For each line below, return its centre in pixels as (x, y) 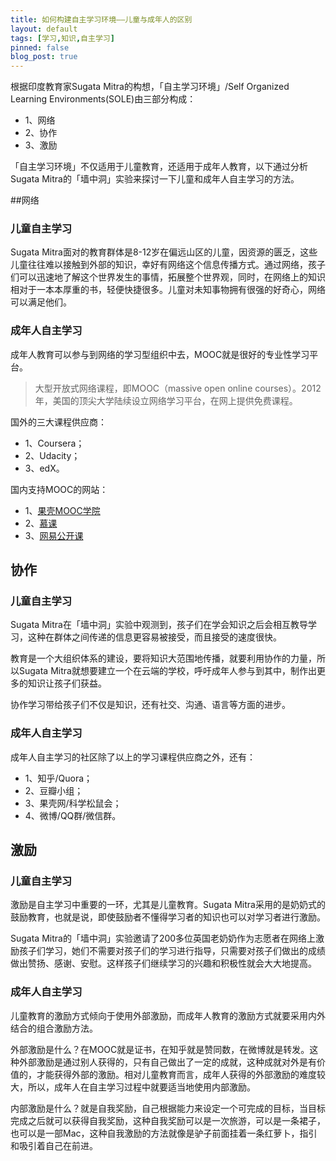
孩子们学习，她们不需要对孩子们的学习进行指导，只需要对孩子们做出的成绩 (172, 951)
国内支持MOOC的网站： (59, 489)
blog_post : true (44, 57)
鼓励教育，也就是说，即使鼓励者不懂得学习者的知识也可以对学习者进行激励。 (168, 917)
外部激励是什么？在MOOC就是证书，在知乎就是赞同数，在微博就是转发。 (160, 1049)
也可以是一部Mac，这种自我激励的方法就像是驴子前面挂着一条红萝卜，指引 (164, 1133)
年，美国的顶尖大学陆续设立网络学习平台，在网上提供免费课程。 (166, 400)
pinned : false (40, 47)
